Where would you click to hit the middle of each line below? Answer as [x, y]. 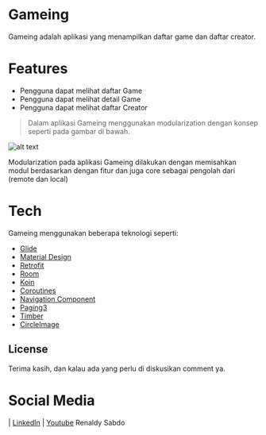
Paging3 [33, 307]
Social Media [52, 400]
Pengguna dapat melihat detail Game [80, 99]
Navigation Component [58, 298]
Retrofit [32, 265]
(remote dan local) [39, 179]
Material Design [45, 256]
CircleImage [39, 324]
